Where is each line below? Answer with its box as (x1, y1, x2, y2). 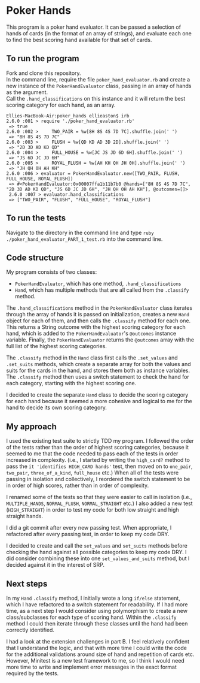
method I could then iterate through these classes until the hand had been (6, 620, 188, 627)
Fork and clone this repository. (6, 69, 82, 77)
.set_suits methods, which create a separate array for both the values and (6, 361, 191, 368)
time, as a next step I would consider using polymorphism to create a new (6, 608, 188, 614)
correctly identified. (6, 627, 55, 633)
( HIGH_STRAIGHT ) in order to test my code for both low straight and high (6, 506, 179, 513)
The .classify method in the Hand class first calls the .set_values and (6, 354, 178, 361)
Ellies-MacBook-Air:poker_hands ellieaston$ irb (6, 113, 130, 119)
